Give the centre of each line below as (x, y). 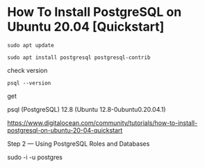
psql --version (29, 83)
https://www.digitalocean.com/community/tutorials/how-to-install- (102, 123)
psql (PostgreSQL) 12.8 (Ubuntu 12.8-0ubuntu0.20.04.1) (87, 109)
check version (27, 70)
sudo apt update (31, 45)
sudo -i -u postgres (35, 157)
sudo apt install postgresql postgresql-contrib (79, 57)
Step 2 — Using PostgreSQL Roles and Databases (79, 144)
